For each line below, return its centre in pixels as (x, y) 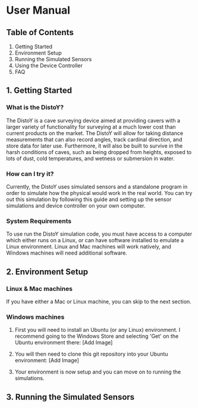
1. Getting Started (39, 91)
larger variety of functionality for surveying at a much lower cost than (91, 127)
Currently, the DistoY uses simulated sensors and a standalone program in (97, 186)
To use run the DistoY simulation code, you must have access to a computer (99, 234)
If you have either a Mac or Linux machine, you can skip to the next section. (99, 302)
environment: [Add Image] (47, 360)
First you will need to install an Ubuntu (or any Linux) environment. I (97, 330)
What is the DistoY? (35, 108)
